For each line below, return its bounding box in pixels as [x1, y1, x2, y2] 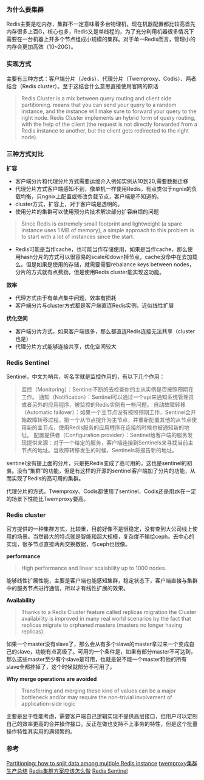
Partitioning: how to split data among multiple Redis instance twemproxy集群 [6, 759, 198, 767]
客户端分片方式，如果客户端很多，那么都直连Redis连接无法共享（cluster [15, 327, 195, 335]
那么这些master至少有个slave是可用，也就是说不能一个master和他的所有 [6, 655, 187, 663]
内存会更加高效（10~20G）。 [6, 43, 77, 50]
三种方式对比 [6, 150, 44, 158]
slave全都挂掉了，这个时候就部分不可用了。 [6, 663, 115, 671]
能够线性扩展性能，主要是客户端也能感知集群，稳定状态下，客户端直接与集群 [6, 577, 198, 584]
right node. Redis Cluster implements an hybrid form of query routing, [21, 114, 196, 121]
